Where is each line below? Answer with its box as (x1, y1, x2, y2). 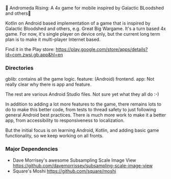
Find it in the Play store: (5, 46, 55, 52)
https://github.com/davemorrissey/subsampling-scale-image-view (12, 162, 153, 168)
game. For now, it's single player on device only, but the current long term (5, 31, 160, 37)
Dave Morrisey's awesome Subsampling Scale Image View (12, 157, 136, 163)
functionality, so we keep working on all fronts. (5, 133, 104, 139)
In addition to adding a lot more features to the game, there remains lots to (5, 101, 162, 107)
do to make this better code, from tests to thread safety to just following (5, 107, 156, 113)
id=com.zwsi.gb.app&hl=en (5, 52, 63, 58)
